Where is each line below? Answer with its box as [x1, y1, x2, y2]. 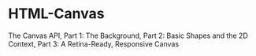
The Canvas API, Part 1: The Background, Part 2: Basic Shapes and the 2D [8, 31, 248, 40]
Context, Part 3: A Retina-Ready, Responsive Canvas [8, 39, 180, 48]
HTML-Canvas [8, 5, 105, 23]
